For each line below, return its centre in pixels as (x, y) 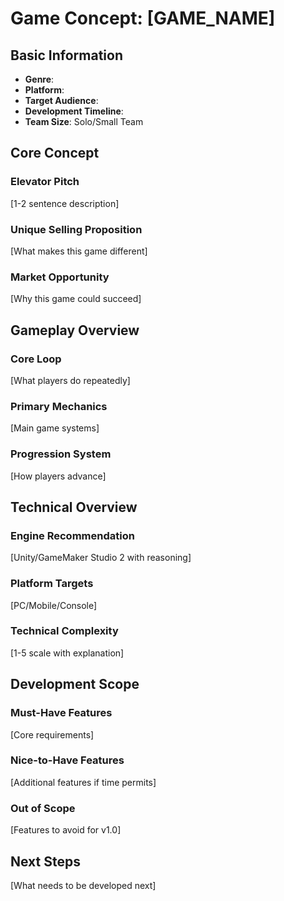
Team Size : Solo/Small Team (84, 121)
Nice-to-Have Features (67, 760)
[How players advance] (58, 476)
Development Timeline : (74, 111)
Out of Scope (43, 808)
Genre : (39, 79)
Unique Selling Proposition (76, 229)
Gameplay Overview (75, 330)
